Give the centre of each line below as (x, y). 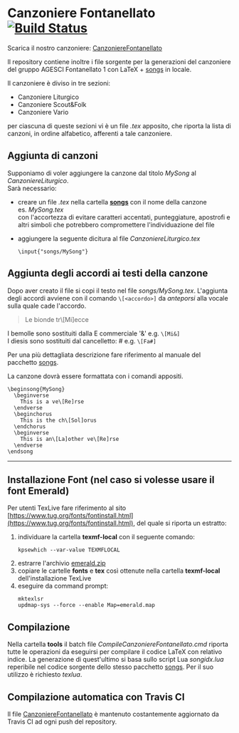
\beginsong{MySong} (36, 389)
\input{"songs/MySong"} (53, 251)
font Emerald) (38, 490)
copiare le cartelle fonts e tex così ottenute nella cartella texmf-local (119, 571)
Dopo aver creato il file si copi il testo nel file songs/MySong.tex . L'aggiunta (118, 291)
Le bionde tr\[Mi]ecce (57, 319)
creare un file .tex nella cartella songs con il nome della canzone (112, 202)
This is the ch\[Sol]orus (59, 420)
